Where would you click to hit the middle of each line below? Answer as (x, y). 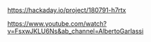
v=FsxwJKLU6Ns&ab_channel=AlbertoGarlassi (75, 31)
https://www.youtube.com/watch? (57, 23)
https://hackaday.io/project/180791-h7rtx (67, 10)
